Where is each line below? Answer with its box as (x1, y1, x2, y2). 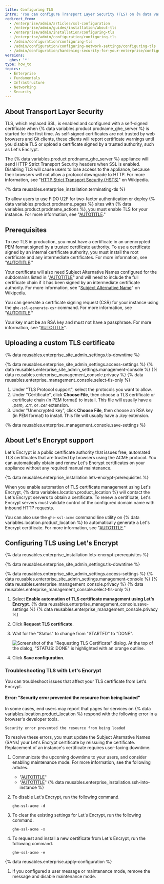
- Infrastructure (9, 80, 45, 85)
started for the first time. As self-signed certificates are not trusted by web (5, 131, 155, 137)
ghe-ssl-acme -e (12, 850, 45, 855)
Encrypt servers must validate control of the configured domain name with (5, 499, 155, 505)
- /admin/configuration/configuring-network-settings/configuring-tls (9, 44, 156, 49)
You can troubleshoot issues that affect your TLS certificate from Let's (5, 678, 146, 684)
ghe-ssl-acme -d (12, 803, 45, 808)
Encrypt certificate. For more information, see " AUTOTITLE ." (5, 524, 126, 530)
